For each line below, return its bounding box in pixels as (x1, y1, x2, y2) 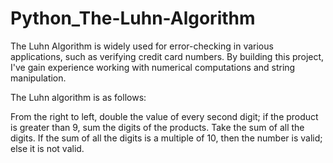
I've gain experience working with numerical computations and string (10, 61, 296, 73)
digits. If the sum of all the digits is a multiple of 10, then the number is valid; (10, 132, 323, 144)
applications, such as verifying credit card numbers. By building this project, (10, 50, 325, 62)
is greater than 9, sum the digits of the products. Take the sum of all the (10, 121, 305, 133)
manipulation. (10, 72, 67, 84)
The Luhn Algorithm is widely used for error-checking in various (10, 40, 274, 52)
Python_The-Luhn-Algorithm (10, 7, 256, 30)
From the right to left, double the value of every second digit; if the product (10, 110, 319, 122)
